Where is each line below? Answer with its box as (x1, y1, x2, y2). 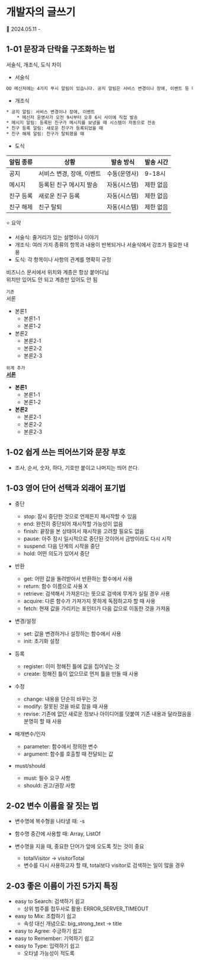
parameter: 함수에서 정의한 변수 (23, 743, 98, 750)
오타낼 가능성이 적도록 (23, 950, 75, 957)
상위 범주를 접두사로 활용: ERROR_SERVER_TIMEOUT (23, 905, 149, 912)
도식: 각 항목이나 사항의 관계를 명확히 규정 (14, 256, 111, 263)
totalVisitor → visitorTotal (23, 855, 85, 862)
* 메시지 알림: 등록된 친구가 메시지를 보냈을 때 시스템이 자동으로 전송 (6, 120, 156, 126)
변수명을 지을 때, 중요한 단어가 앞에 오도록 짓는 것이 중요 (14, 843, 145, 850)
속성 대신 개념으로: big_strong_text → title (23, 920, 123, 927)
